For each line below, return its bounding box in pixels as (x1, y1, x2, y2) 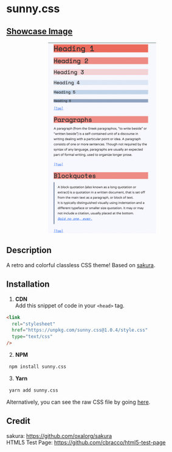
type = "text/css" (12, 334, 53, 340)
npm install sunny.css (9, 364, 67, 370)
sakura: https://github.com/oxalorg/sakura (6, 432, 112, 439)
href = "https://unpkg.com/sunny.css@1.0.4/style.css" (12, 327, 148, 334)
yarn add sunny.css (9, 387, 59, 393)
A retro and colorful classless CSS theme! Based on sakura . (6, 261, 156, 268)
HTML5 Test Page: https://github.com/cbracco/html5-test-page (6, 439, 166, 446)
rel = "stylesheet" (12, 321, 56, 327)
